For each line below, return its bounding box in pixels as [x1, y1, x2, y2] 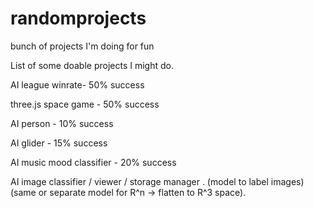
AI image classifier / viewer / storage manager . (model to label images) [10, 175, 305, 187]
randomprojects [10, 7, 147, 30]
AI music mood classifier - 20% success [10, 156, 177, 168]
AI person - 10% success [10, 117, 114, 129]
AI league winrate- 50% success [10, 78, 145, 91]
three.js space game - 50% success [10, 98, 160, 110]
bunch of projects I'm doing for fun [10, 40, 155, 52]
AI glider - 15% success [10, 137, 108, 149]
